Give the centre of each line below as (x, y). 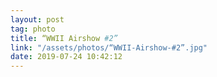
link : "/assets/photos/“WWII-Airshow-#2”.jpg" (109, 47)
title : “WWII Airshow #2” (64, 38)
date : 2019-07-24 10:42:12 (66, 57)
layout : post (37, 19)
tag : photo (33, 29)
